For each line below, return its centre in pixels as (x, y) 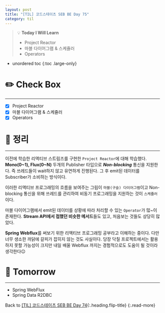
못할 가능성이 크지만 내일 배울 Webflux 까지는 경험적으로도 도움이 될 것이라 (86, 245)
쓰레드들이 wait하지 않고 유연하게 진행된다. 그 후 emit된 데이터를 (78, 171)
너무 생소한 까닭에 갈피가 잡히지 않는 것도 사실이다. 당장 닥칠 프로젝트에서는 (77, 239)
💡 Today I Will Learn (38, 33)
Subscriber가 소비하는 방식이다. (36, 177)
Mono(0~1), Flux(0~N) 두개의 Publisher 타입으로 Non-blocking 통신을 (75, 165)
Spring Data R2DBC (32, 295)
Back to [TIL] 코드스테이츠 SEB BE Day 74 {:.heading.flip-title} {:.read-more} (80, 305)
